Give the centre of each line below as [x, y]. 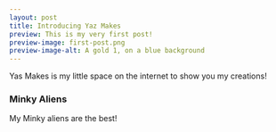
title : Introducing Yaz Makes [65, 26]
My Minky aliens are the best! [63, 119]
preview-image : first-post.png [67, 42]
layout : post [33, 17]
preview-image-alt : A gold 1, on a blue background [107, 51]
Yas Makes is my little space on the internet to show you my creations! [138, 76]
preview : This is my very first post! [81, 34]
